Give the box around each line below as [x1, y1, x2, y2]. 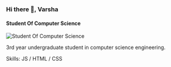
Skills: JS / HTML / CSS [6, 55, 63, 62]
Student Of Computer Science [6, 20, 81, 27]
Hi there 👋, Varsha [6, 5, 59, 13]
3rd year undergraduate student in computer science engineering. [6, 44, 166, 51]
